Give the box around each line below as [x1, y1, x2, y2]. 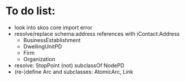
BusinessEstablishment [23, 36, 81, 43]
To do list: [5, 4, 56, 18]
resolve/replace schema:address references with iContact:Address [14, 30, 180, 37]
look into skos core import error [14, 24, 93, 31]
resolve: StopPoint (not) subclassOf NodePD [14, 61, 125, 69]
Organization [23, 55, 55, 63]
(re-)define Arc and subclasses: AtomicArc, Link [14, 68, 133, 75]
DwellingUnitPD [23, 43, 62, 50]
